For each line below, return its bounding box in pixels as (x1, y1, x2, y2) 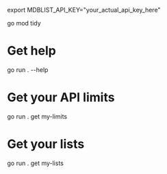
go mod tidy (7, 19, 41, 27)
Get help (7, 43, 56, 59)
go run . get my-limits (7, 112, 67, 121)
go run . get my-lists (7, 159, 64, 167)
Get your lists (7, 136, 85, 152)
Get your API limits (7, 90, 115, 105)
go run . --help (7, 65, 49, 74)
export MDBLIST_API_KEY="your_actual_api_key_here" (7, 6, 161, 14)
